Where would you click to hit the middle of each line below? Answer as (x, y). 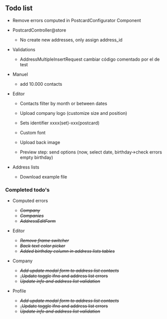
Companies (32, 216)
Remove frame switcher (44, 241)
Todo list (19, 8)
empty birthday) (36, 157)
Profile (19, 291)
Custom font (33, 132)
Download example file (43, 177)
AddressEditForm (38, 221)
